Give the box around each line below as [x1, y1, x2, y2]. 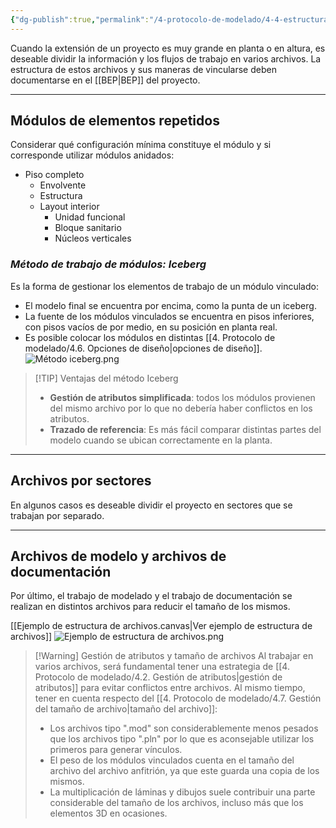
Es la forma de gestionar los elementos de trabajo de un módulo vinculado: [10, 280, 319, 292]
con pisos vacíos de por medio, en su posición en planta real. [24, 321, 278, 333]
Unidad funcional [54, 211, 126, 223]
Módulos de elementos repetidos [10, 112, 220, 130]
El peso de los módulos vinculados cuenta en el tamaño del [49, 754, 295, 766]
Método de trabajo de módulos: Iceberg [10, 257, 207, 271]
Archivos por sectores [10, 472, 152, 490]
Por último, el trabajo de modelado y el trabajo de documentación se [10, 590, 293, 602]
